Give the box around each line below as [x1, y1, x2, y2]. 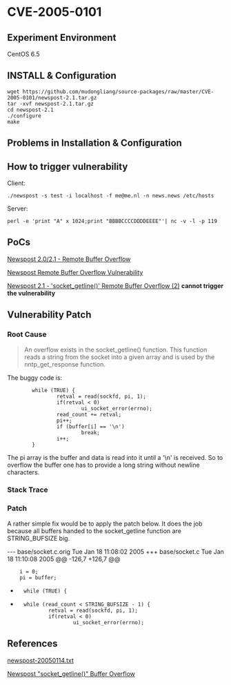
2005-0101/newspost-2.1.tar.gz [7, 94, 97, 101]
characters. [7, 467, 40, 476]
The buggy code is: [7, 374, 63, 382]
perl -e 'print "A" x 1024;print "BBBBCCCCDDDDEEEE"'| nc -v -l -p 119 [7, 218, 217, 225]
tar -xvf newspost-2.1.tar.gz [7, 100, 94, 107]
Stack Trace [7, 485, 48, 494]
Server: [7, 204, 28, 213]
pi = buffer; [19, 574, 57, 581]
